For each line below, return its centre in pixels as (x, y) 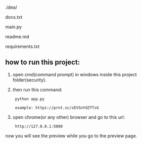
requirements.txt (22, 46)
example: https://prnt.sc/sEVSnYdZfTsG (57, 108)
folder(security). (29, 80)
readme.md (17, 37)
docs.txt (14, 17)
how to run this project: (43, 62)
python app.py (30, 99)
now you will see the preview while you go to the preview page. (71, 135)
